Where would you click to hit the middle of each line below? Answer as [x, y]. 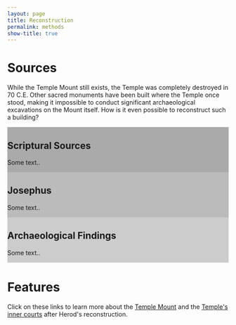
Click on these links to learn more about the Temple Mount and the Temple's [118, 307]
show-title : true [33, 33]
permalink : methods [36, 27]
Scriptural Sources [49, 146]
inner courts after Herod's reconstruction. [67, 314]
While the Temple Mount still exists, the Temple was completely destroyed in [118, 88]
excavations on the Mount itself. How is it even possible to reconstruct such [117, 110]
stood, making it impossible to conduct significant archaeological [101, 102]
